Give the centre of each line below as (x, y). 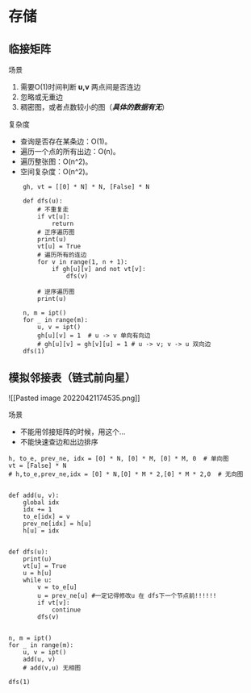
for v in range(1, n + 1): (83, 262)
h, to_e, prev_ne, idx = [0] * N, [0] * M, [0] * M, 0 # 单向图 (119, 458)
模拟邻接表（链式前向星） (72, 378)
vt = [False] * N (38, 465)
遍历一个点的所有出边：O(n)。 (70, 151)
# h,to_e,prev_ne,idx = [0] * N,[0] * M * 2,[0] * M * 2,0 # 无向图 (126, 474)
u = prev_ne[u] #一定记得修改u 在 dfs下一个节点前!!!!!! (127, 595)
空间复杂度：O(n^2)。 (56, 171)
